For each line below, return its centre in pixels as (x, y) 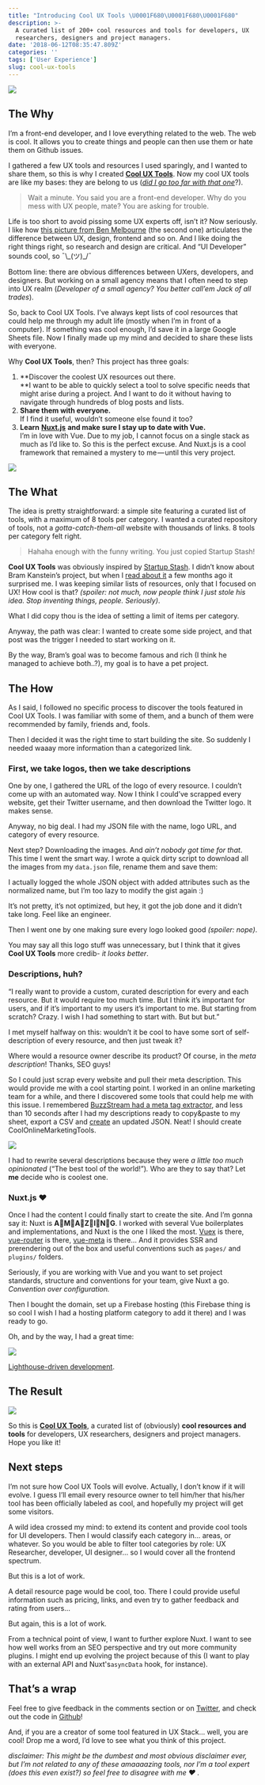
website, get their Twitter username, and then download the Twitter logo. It (130, 803)
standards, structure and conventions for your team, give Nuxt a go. (119, 1281)
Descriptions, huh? (45, 974)
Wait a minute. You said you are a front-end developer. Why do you (137, 197)
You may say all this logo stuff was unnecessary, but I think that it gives (125, 945)
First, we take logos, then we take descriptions (100, 769)
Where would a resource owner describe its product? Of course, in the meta (132, 1056)
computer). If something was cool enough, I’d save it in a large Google (122, 329)
